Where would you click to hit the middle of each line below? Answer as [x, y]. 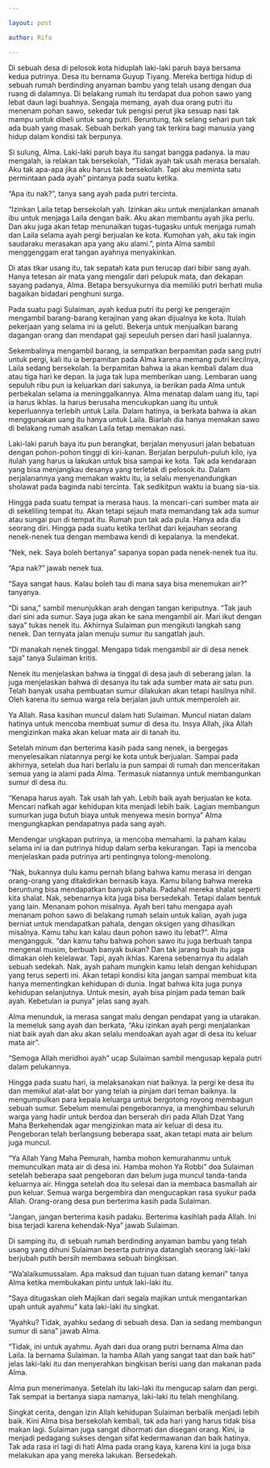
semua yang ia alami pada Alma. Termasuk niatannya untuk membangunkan [135, 774]
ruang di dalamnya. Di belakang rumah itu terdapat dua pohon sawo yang [130, 93]
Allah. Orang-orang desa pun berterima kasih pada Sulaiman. [110, 1200]
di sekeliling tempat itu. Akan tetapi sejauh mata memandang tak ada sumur [134, 511]
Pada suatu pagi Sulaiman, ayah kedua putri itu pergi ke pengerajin [119, 309]
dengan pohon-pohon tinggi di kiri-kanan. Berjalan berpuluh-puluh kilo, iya [133, 452]
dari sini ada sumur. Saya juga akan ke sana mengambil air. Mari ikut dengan [135, 616]
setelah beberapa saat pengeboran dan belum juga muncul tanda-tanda [128, 1175]
